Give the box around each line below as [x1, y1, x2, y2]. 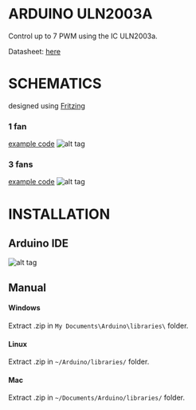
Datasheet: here [8, 46, 61, 56]
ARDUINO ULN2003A [8, 5, 153, 23]
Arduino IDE [8, 237, 69, 250]
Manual [8, 281, 46, 294]
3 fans [8, 159, 33, 170]
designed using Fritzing [8, 101, 86, 110]
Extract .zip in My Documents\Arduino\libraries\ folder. [8, 321, 189, 331]
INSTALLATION [8, 205, 110, 223]
